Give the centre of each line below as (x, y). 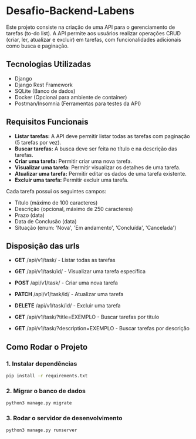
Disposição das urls (43, 246)
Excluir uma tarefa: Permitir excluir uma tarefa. (72, 180)
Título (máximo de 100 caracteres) (56, 202)
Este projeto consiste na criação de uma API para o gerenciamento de (91, 27)
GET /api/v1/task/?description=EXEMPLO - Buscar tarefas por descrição (102, 329)
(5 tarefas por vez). (38, 142)
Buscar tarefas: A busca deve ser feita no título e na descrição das (96, 149)
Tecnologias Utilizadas (49, 64)
